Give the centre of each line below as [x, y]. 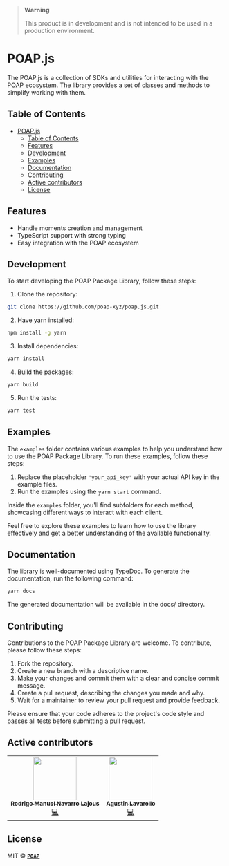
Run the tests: [37, 397]
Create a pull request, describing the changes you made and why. [111, 693]
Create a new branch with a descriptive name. [83, 671]
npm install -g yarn [37, 333]
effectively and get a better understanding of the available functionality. [109, 533]
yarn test [21, 411]
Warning [37, 10]
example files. [37, 484]
